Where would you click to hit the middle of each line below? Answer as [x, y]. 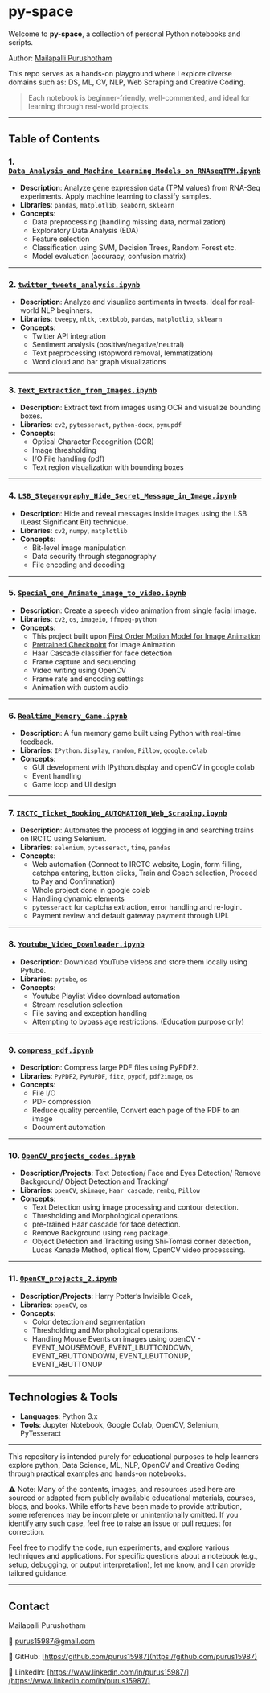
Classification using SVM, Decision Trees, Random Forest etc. [134, 247]
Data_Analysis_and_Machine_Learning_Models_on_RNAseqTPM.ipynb [135, 171]
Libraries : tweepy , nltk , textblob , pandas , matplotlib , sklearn [121, 318]
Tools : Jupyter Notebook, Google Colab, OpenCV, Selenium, [120, 1425]
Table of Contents [54, 139]
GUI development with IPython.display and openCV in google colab [143, 767]
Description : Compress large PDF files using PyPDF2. [109, 1067]
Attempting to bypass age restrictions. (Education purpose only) [138, 1021]
